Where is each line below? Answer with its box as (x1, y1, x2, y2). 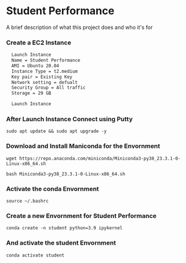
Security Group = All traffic (11, 85, 86, 91)
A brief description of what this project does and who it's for (6, 24, 153, 31)
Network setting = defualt (11, 79, 78, 85)
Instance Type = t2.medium (11, 68, 78, 74)
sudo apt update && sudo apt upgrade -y (6, 128, 107, 134)
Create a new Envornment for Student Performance (6, 212, 157, 220)
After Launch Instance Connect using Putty (6, 115, 133, 124)
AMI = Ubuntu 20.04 (11, 63, 60, 69)
